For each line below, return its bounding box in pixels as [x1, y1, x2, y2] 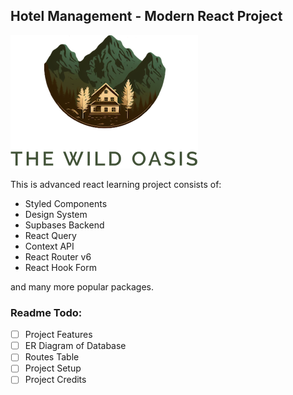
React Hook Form [24, 261, 97, 273]
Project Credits [24, 374, 87, 386]
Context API [24, 240, 75, 252]
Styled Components [24, 197, 108, 209]
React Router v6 [24, 250, 92, 263]
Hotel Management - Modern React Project [10, 8, 283, 25]
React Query [24, 229, 77, 241]
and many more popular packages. [10, 280, 154, 293]
